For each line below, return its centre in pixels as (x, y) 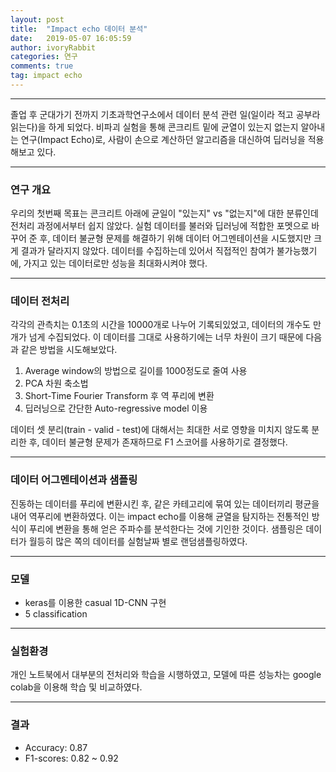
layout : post (37, 19)
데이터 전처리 (40, 301)
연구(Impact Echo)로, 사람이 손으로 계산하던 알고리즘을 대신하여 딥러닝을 (163, 139)
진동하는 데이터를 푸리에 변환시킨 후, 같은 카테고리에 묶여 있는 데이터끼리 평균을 (165, 503)
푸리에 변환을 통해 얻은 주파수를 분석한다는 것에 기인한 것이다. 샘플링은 (166, 528)
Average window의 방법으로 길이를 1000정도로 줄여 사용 (136, 371)
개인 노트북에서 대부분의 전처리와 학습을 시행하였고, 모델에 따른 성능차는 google (166, 675)
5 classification (56, 614)
